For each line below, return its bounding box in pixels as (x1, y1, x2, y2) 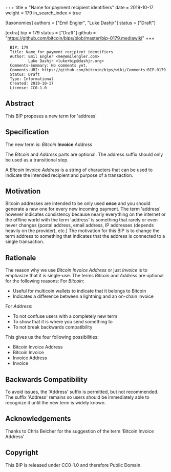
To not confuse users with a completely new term (12, 313, 118, 319)
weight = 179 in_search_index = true (5, 10, 81, 16)
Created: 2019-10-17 (10, 81, 54, 86)
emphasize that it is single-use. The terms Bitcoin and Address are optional (5, 273, 164, 279)
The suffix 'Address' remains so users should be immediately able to (5, 394, 149, 400)
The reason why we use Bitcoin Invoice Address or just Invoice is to (5, 267, 147, 273)
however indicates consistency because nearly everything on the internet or (5, 211, 166, 217)
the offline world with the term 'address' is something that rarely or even (5, 217, 158, 223)
